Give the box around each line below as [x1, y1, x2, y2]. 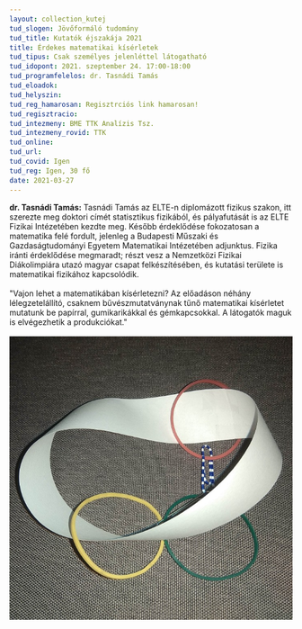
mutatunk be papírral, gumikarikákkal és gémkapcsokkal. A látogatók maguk [9, 307, 292, 318]
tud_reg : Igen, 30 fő [9, 166, 91, 175]
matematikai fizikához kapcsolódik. [9, 268, 139, 279]
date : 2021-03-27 [9, 175, 75, 184]
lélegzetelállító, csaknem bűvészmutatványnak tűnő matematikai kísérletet [9, 297, 285, 308]
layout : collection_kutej [9, 14, 106, 23]
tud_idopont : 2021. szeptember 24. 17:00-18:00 [9, 62, 191, 71]
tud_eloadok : [9, 81, 58, 90]
